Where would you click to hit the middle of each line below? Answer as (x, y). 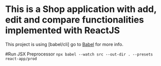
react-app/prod (21, 58)
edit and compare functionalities (75, 20)
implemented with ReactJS (63, 30)
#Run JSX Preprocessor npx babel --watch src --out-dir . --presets (79, 54)
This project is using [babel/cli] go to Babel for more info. (64, 44)
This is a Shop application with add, (81, 9)
